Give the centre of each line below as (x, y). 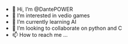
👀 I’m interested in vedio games (51, 15)
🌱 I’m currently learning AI (44, 22)
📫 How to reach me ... (40, 35)
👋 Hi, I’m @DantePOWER (42, 9)
